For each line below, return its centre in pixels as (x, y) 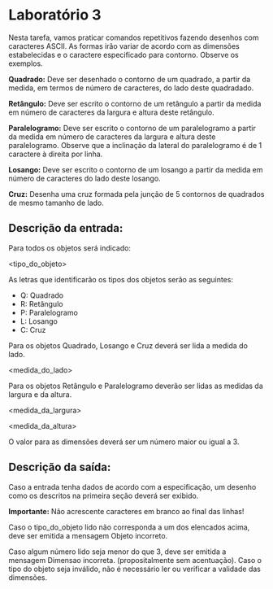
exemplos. (26, 63)
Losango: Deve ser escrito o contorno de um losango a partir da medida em (136, 169)
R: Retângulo (41, 303)
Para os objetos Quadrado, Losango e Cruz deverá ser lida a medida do (128, 345)
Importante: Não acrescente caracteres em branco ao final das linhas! (126, 511)
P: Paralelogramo (49, 312)
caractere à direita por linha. (56, 154)
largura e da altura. (40, 394)
